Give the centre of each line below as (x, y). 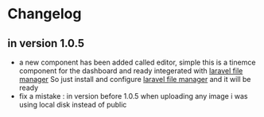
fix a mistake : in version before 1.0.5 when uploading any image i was (133, 96)
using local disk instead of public (73, 105)
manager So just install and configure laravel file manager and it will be (135, 79)
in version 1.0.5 (46, 43)
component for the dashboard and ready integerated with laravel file (131, 71)
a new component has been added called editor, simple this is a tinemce (137, 62)
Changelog (45, 14)
